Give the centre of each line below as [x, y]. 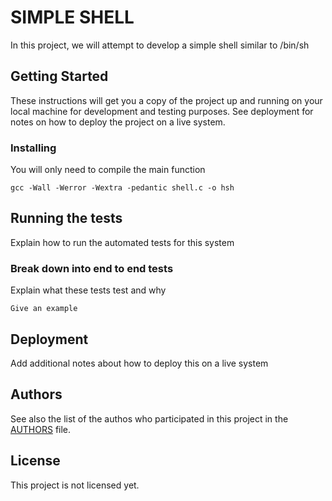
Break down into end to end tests [92, 268]
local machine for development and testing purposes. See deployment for [162, 111]
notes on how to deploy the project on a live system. [118, 122]
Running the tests [66, 218]
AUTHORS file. [41, 429]
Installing [33, 148]
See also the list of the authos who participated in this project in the [149, 418]
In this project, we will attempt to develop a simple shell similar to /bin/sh [160, 45]
